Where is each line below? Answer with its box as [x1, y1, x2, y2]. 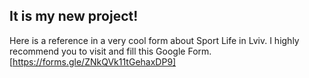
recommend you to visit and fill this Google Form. [9, 45, 212, 57]
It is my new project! [9, 8, 139, 25]
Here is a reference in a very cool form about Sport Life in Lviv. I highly [9, 34, 300, 46]
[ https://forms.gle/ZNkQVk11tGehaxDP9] [9, 55, 177, 68]
